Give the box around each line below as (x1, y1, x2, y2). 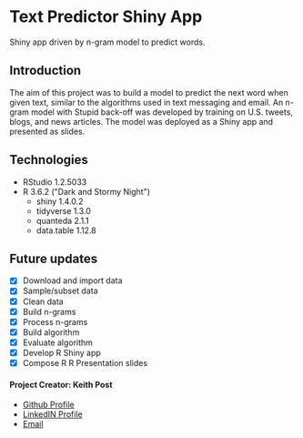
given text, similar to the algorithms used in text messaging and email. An (9, 97, 284, 107)
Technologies (9, 152, 89, 168)
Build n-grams (22, 306, 76, 317)
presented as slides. (9, 126, 86, 137)
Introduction (9, 63, 82, 78)
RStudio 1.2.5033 (22, 176, 87, 188)
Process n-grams (22, 316, 88, 327)
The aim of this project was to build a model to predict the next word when (9, 87, 288, 97)
